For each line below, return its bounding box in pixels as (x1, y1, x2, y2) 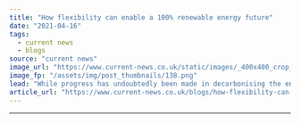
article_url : (9, 87, 58, 96)
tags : (9, 29, 29, 38)
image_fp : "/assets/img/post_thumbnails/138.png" (9, 71, 198, 80)
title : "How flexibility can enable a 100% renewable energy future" (9, 12, 274, 22)
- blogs (17, 46, 46, 55)
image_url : (9, 63, 50, 72)
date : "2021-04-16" (9, 21, 82, 30)
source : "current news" (9, 54, 98, 63)
